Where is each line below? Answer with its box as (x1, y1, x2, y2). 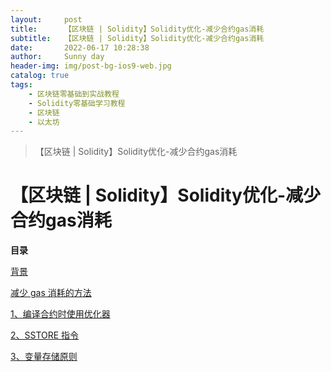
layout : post (10, 14, 83, 25)
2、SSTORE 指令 (10, 329, 80, 341)
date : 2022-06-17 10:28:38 (10, 42, 150, 53)
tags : (10, 80, 33, 90)
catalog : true (10, 71, 70, 81)
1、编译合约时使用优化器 (10, 308, 111, 320)
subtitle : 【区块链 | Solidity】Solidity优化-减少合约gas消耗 (10, 33, 265, 43)
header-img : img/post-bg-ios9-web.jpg (10, 61, 172, 71)
